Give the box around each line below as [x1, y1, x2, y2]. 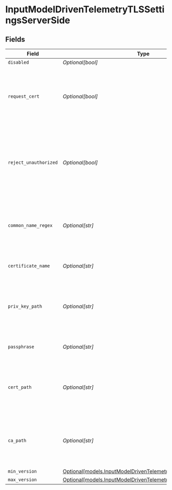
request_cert [8, 93, 40, 99]
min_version [8, 468, 37, 474]
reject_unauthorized [8, 160, 58, 165]
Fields [5, 35, 26, 44]
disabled [8, 60, 29, 65]
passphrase [8, 344, 34, 350]
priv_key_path [8, 304, 42, 309]
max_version [8, 477, 37, 482]
